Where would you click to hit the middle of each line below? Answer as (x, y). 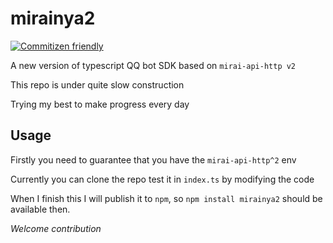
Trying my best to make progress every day (100, 104)
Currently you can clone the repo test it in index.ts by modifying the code (162, 179)
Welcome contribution (56, 228)
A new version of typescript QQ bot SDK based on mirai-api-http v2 (153, 65)
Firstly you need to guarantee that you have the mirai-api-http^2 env (153, 159)
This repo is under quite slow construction (97, 84)
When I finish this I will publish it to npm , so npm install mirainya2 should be (166, 198)
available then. (40, 209)
